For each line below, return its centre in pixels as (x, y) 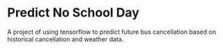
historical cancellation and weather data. (66, 39)
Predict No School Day (73, 13)
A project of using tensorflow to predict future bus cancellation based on (111, 32)
